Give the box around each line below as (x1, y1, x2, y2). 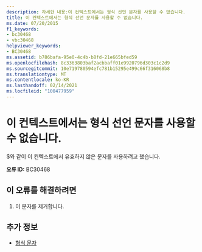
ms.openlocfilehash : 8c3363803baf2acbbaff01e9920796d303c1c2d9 (6, 60, 170, 66)
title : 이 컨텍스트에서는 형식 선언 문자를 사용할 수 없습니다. (6, 15, 144, 21)
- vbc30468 (6, 37, 34, 43)
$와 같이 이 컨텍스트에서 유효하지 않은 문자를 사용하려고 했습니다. (6, 153, 161, 160)
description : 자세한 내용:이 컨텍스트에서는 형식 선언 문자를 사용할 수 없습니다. (6, 9, 186, 15)
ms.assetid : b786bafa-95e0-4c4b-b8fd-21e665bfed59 (6, 54, 138, 60)
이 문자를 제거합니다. (15, 202, 64, 210)
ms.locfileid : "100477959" (6, 88, 75, 94)
